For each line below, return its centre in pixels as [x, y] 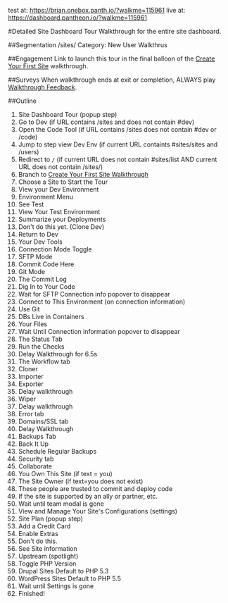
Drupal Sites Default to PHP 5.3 [63, 571]
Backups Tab [37, 436]
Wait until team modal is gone [61, 504]
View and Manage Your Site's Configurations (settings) [98, 511]
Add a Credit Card [44, 526]
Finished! [31, 593]
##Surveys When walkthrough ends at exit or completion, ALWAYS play [112, 80]
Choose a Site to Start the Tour [63, 182]
